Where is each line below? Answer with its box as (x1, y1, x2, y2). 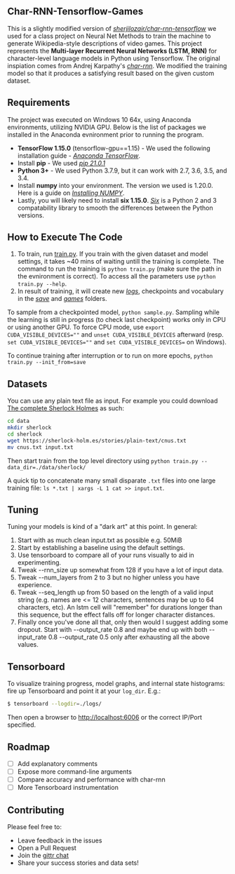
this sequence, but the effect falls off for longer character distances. (17, 610, 215, 619)
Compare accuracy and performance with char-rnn (17, 775, 166, 784)
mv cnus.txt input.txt (7, 443, 74, 451)
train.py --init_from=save (7, 359, 86, 366)
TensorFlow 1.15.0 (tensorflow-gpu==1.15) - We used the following (17, 144, 210, 152)
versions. (17, 210, 44, 220)
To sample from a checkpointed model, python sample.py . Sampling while (7, 308, 220, 316)
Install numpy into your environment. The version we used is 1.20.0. (17, 181, 214, 189)
